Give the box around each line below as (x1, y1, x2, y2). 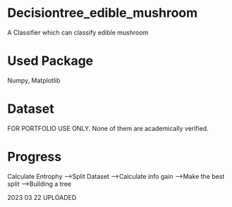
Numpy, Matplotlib (7, 76, 61, 84)
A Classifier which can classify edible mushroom (7, 28, 149, 37)
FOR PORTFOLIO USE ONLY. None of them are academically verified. (7, 124, 209, 132)
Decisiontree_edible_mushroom (7, 5, 198, 21)
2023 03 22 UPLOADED (7, 193, 77, 201)
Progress (7, 149, 62, 165)
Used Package (7, 53, 94, 69)
